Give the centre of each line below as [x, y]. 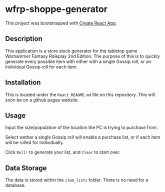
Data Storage [26, 168]
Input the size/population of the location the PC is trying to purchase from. [82, 127]
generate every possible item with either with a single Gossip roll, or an [78, 61]
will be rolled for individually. [34, 142]
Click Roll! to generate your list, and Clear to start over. [63, 152]
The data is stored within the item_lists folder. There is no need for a [77, 180]
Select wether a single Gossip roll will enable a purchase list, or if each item [83, 137]
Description [24, 39]
